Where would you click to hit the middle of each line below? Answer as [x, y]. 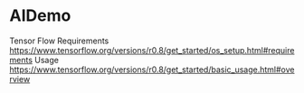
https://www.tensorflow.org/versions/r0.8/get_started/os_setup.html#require [152, 50]
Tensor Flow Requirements [59, 41]
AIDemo [40, 16]
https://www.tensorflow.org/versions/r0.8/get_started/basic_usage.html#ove [152, 70]
